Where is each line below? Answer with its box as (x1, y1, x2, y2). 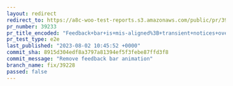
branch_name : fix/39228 (6, 62, 76, 69)
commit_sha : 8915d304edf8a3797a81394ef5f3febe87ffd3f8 (6, 49, 169, 56)
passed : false (6, 68, 48, 75)
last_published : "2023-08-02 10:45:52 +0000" (6, 42, 140, 49)
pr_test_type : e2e (6, 36, 60, 43)
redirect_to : (6, 17, 45, 24)
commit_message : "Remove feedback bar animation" (6, 55, 154, 62)
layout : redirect (6, 10, 57, 17)
